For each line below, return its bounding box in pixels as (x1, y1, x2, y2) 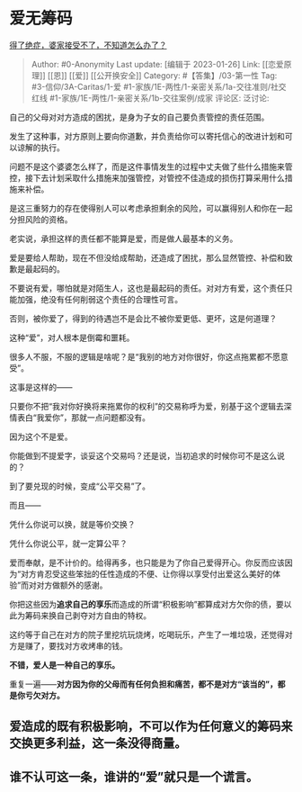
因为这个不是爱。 (9, 431, 73, 442)
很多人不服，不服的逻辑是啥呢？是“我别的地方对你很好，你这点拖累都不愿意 (9, 351, 289, 362)
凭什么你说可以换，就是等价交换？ (9, 518, 136, 529)
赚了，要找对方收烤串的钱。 (24, 640, 128, 651)
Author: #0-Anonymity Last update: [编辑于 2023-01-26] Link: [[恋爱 (31, 58, 285, 69)
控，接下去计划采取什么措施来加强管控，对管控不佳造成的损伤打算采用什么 (9, 172, 285, 183)
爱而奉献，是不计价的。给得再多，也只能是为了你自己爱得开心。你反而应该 (9, 557, 285, 568)
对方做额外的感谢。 (36, 580, 108, 590)
